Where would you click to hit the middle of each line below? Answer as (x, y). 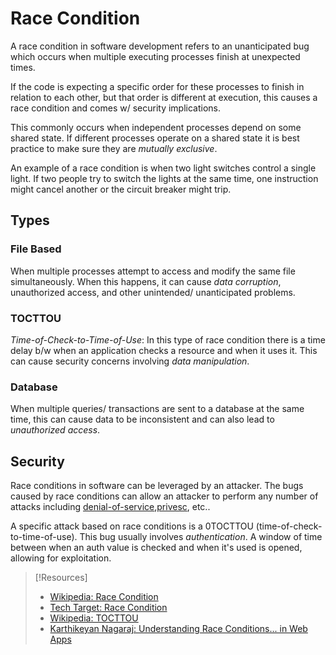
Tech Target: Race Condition (108, 608)
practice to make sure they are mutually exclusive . (114, 148)
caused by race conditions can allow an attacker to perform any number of (164, 496)
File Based (36, 249)
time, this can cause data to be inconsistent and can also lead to (142, 419)
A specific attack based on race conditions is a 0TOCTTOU (132, 526)
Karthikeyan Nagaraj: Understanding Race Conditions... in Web (178, 629)
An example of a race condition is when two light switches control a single (163, 168)
